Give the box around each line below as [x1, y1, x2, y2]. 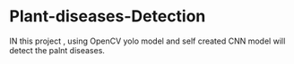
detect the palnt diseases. [9, 44, 106, 55]
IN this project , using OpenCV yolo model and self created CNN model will [9, 36, 286, 46]
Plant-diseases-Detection [9, 6, 206, 27]
